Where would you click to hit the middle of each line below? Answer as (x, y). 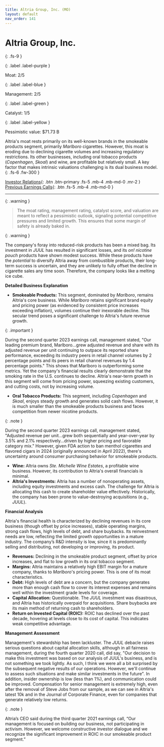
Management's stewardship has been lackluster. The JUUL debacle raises (80, 643)
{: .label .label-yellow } (28, 122)
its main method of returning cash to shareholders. (63, 608)
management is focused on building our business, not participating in (75, 724)
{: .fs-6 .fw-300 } (22, 172)
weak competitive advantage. (42, 624)
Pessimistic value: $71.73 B (32, 132)
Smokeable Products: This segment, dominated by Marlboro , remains (83, 295)
